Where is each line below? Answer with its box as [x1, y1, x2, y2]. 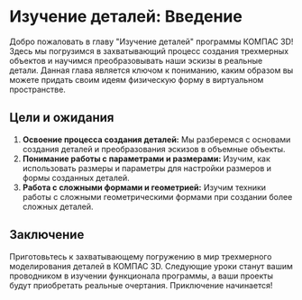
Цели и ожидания [9, 110, 114, 125]
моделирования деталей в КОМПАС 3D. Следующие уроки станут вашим [9, 260, 293, 271]
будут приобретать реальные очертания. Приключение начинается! [9, 279, 273, 290]
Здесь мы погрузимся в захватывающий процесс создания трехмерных [9, 45, 289, 56]
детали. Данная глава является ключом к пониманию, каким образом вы [9, 65, 294, 76]
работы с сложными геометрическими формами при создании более [22, 191, 293, 202]
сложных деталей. [22, 201, 94, 212]
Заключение [9, 227, 85, 242]
